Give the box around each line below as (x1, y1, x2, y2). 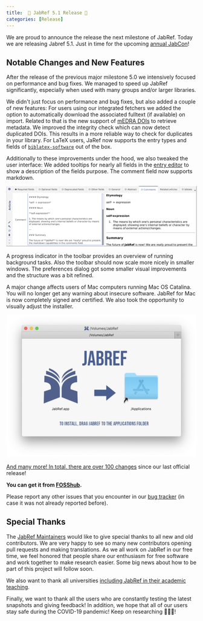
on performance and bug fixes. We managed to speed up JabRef (6, 80, 168, 87)
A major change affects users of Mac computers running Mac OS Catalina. (6, 283, 192, 291)
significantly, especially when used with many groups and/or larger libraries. (6, 87, 196, 94)
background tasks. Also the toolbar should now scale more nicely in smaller (6, 258, 195, 266)
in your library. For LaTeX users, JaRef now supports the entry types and (6, 137, 187, 144)
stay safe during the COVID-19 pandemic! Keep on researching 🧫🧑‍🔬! (6, 608, 176, 615)
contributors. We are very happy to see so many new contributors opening (6, 539, 192, 547)
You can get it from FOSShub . (6, 481, 82, 488)
